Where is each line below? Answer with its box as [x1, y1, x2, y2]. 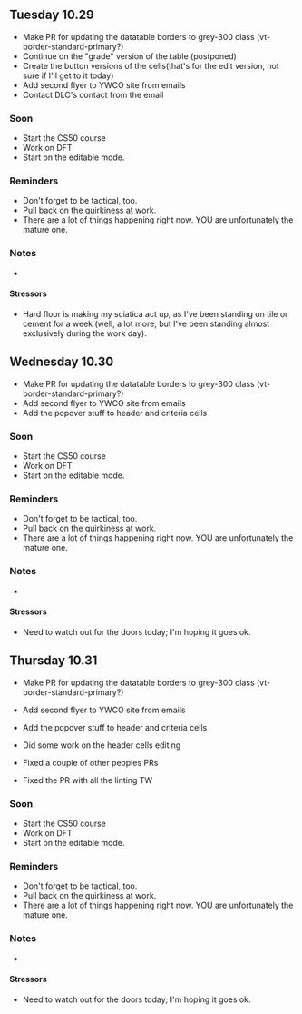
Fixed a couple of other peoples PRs [22, 757, 159, 768]
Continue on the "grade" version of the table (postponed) [22, 50, 238, 62]
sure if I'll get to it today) [22, 70, 114, 81]
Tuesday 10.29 [9, 7, 94, 23]
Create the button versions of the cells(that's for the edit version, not [22, 60, 279, 71]
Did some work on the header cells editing [22, 740, 181, 751]
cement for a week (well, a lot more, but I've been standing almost [22, 318, 270, 329]
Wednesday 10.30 [9, 354, 114, 370]
